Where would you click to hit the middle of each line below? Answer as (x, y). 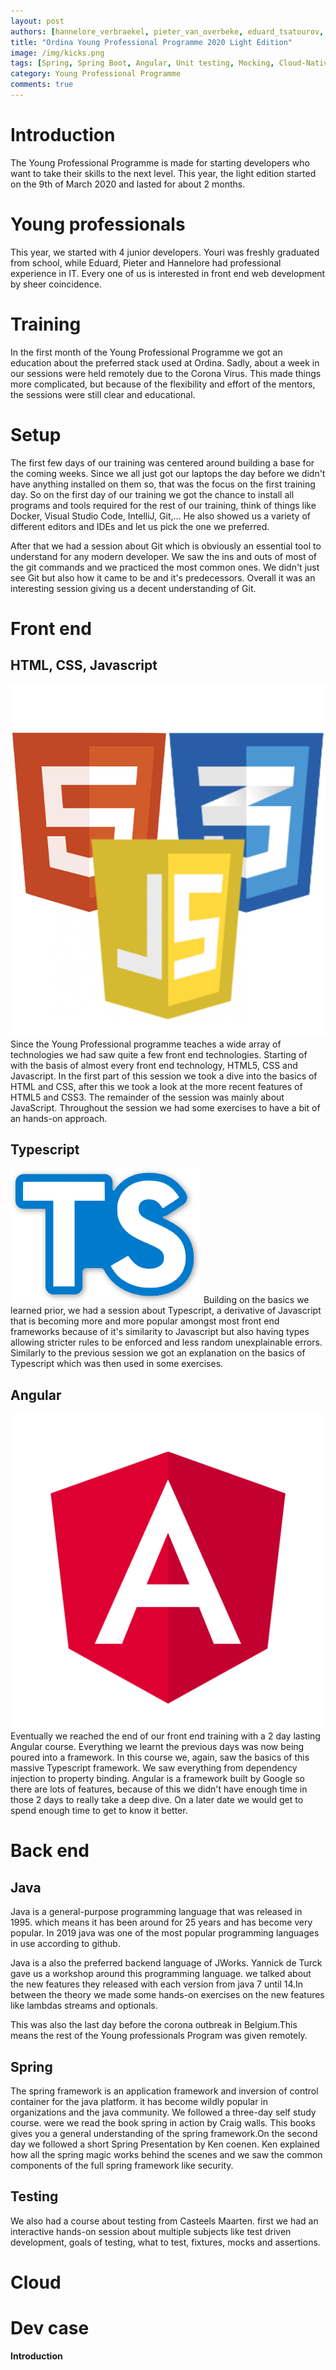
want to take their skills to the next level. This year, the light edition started (163, 173)
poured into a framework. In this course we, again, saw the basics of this (160, 1757)
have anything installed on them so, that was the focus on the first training (163, 484)
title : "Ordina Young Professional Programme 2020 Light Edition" (151, 42)
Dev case (50, 2328)
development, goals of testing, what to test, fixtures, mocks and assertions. (165, 2242)
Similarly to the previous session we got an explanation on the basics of (158, 1353)
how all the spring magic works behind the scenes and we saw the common (166, 2155)
